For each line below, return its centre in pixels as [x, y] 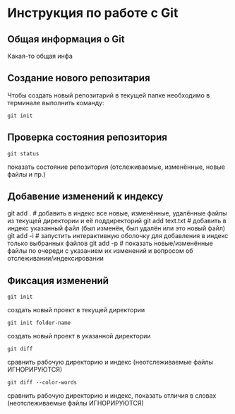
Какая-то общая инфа [40, 56]
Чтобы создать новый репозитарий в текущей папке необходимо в [109, 95]
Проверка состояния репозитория [88, 137]
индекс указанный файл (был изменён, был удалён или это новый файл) [116, 228]
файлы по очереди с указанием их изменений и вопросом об [100, 251]
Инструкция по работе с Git [93, 13]
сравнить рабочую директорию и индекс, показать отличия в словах [112, 396]
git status [23, 153]
